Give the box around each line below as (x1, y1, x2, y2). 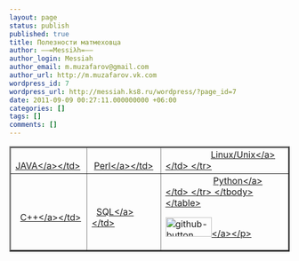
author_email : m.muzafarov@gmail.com (9, 63, 149, 72)
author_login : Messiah (9, 54, 93, 63)
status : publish (9, 21, 69, 30)
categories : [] (9, 104, 66, 113)
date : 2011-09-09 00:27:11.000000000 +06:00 (9, 95, 177, 105)
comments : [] (9, 121, 58, 130)
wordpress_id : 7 (9, 79, 69, 88)
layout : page (9, 12, 58, 22)
